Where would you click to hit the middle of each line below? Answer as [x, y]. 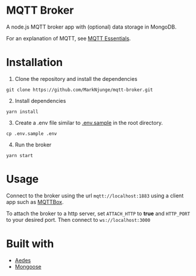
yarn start [20, 155]
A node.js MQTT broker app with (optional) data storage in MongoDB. [91, 27]
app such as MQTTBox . [35, 202]
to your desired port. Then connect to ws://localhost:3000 [78, 219]
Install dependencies [41, 101]
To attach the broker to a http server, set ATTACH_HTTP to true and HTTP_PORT [98, 213]
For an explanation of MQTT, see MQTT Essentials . [69, 38]
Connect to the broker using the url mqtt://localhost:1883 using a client [95, 195]
